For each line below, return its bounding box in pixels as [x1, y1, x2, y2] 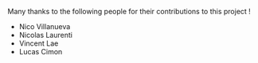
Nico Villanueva [18, 22, 71, 31]
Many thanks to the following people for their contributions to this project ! [7, 7, 252, 16]
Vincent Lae [18, 39, 59, 48]
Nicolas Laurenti [18, 31, 73, 39]
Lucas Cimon [18, 47, 63, 56]
